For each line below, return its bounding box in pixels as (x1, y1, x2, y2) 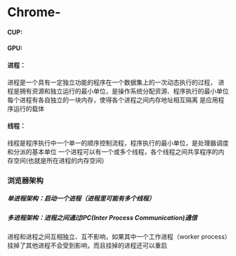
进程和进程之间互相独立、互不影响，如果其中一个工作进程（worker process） (7, 233, 228, 241)
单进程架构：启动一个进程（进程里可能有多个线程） (7, 194, 155, 203)
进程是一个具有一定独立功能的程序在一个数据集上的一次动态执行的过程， (7, 78, 216, 87)
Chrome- (7, 4, 61, 20)
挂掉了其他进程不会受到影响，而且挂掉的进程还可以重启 (7, 241, 167, 250)
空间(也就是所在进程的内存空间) (13, 156, 105, 165)
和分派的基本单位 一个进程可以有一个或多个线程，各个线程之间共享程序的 (7, 147, 218, 155)
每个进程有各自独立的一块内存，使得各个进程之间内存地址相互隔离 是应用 (7, 96, 218, 104)
